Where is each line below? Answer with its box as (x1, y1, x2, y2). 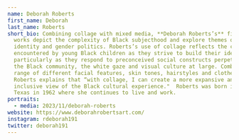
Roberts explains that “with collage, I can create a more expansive (14, 76, 224, 83)
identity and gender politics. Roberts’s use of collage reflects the (14, 43, 228, 50)
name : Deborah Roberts (7, 10, 75, 18)
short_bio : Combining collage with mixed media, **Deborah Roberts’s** (7, 30, 224, 37)
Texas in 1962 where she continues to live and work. (14, 89, 176, 96)
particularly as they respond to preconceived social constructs (14, 57, 212, 64)
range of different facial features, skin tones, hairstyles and (14, 69, 212, 76)
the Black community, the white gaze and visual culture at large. (14, 63, 218, 70)
